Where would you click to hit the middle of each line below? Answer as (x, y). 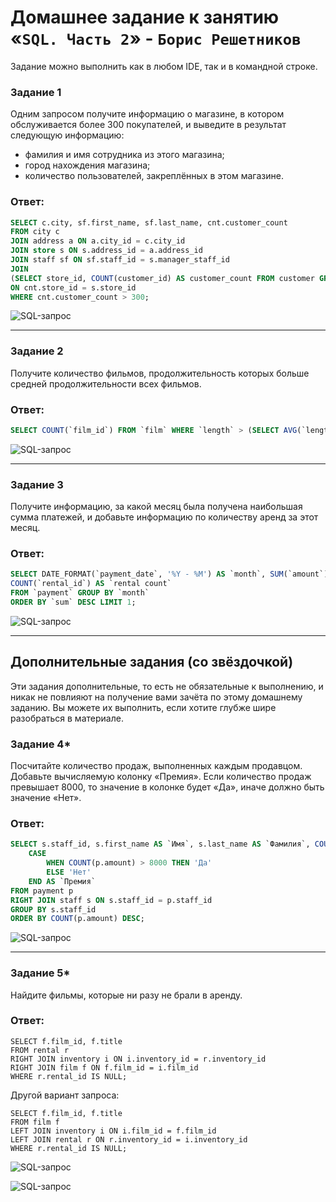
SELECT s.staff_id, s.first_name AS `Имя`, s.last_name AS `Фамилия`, (160, 844)
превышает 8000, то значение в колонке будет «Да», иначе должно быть (167, 787)
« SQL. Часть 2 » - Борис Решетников (156, 38)
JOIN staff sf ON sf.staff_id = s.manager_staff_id (120, 260)
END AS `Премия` (62, 881)
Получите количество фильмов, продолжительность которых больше (160, 373)
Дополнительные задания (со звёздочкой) (152, 662)
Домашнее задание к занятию (145, 17)
